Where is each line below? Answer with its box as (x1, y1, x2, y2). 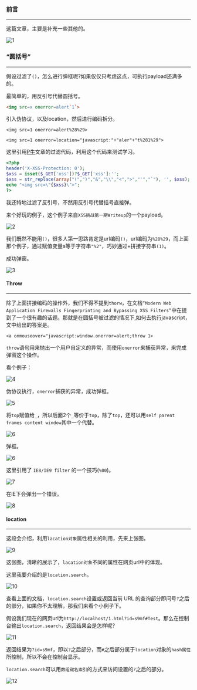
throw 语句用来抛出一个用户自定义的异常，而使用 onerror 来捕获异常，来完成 (6, 344, 186, 351)
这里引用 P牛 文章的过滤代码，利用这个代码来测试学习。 (6, 148, 138, 155)
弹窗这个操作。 (6, 351, 42, 358)
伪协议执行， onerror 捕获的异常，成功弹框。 (6, 387, 113, 394)
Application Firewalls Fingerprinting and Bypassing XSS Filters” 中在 (6, 306, 182, 313)
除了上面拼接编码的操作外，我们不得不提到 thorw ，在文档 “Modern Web (6, 299, 172, 306)
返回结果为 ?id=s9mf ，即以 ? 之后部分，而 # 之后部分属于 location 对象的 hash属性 (6, 646, 191, 653)
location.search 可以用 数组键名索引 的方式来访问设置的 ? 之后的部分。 (6, 666, 167, 673)
